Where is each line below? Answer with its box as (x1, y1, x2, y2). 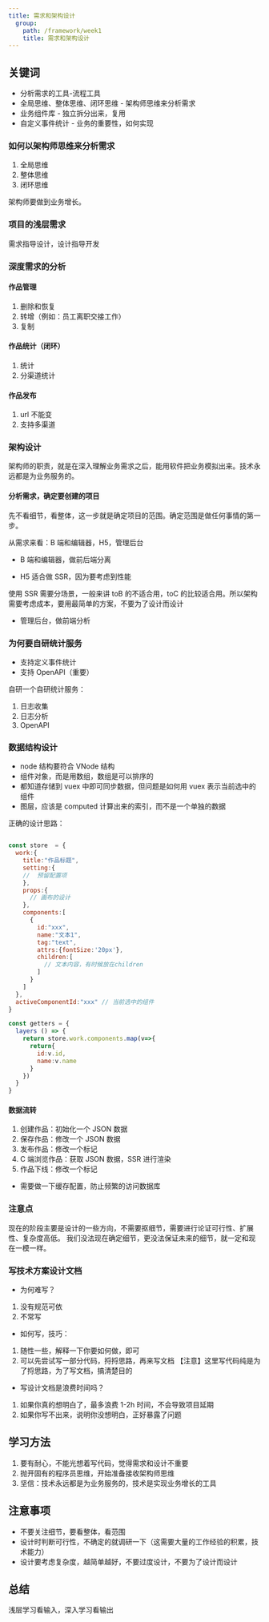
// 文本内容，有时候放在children (43, 961, 144, 969)
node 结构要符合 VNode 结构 (19, 761, 115, 771)
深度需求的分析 (8, 261, 66, 272)
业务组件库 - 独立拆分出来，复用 (19, 109, 126, 118)
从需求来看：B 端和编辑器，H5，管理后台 (8, 537, 144, 547)
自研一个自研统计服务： (8, 684, 86, 693)
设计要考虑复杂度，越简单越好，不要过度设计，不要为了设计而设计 (19, 1556, 238, 1566)
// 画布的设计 (29, 893, 70, 901)
